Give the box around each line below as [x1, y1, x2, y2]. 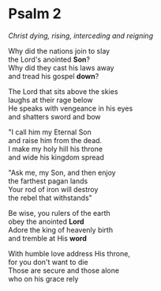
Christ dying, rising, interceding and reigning [8, 31, 154, 40]
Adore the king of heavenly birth [8, 225, 113, 234]
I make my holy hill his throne [8, 144, 103, 153]
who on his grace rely [8, 274, 79, 283]
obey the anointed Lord [8, 217, 84, 226]
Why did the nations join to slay [8, 46, 110, 55]
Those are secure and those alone [8, 266, 120, 275]
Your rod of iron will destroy [8, 184, 99, 194]
